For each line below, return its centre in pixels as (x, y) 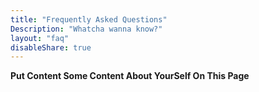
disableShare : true (51, 47)
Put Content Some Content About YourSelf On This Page (130, 76)
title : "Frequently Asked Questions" (89, 19)
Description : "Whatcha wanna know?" (86, 29)
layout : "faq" (40, 38)
